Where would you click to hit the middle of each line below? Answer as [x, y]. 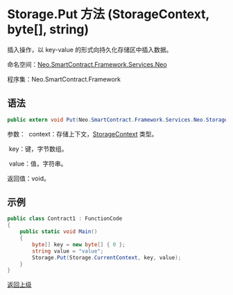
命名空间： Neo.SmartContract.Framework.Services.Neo [87, 64]
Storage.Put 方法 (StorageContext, [109, 14]
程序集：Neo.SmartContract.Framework [64, 79]
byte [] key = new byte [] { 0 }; [79, 244]
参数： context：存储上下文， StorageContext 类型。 [83, 134]
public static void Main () [59, 232]
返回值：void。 [28, 178]
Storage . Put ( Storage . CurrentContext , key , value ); [107, 257]
